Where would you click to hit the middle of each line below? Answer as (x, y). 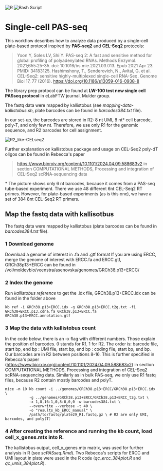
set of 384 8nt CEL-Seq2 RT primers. (42, 199)
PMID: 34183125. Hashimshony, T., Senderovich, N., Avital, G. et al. (84, 71)
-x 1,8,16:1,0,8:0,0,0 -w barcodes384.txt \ (75, 402)
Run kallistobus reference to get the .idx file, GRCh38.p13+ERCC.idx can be (81, 293)
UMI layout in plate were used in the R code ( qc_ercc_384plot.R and (73, 458)
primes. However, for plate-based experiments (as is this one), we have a (78, 194)
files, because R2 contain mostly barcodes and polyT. (59, 380)
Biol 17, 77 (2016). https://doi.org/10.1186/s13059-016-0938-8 (78, 81)
